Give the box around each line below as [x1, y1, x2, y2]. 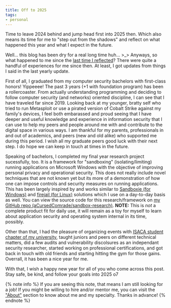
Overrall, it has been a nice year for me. [5, 256, 88, 262]
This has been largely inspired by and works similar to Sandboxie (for [5, 186, 151, 192]
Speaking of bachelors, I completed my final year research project [5, 153, 144, 159]
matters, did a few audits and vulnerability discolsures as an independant [5, 239, 159, 246]
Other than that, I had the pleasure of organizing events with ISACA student [5, 229, 163, 235]
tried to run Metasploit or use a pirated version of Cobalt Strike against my [5, 106, 161, 112]
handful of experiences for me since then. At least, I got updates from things [5, 63, 166, 69]
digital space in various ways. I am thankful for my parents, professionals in [5, 127, 164, 133]
